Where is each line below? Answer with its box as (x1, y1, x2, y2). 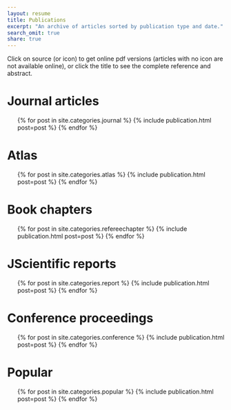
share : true (7, 36, 41, 43)
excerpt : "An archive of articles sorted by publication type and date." (7, 23, 224, 30)
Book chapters (7, 202, 93, 218)
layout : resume (7, 10, 51, 17)
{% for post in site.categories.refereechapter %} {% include (17, 225, 188, 233)
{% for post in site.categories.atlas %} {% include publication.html (17, 170, 205, 178)
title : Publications (7, 17, 67, 23)
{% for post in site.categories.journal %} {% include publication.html (17, 116, 212, 125)
